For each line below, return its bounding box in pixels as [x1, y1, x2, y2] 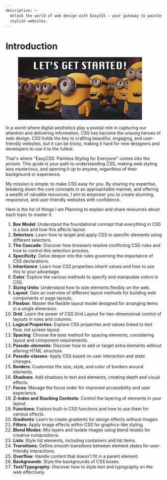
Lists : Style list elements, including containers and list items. [12, 437, 137, 444]
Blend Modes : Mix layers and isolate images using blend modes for [12, 427, 151, 433]
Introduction [5, 40, 58, 52]
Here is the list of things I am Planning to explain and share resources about [5, 206, 160, 212]
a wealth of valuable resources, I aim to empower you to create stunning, [5, 192, 155, 198]
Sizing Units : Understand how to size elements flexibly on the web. [12, 284, 151, 290]
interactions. [30, 448, 56, 454]
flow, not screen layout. [12, 327, 61, 333]
